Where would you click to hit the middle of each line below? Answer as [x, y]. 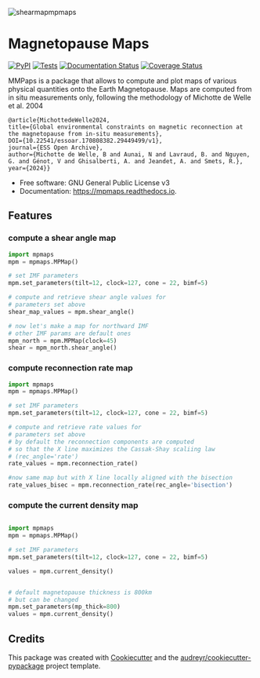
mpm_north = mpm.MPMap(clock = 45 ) [63, 341]
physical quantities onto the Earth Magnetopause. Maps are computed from [130, 89]
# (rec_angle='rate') [43, 456]
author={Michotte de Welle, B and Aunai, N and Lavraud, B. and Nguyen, [129, 154]
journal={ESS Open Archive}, [56, 148]
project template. [73, 666]
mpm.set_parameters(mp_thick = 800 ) [65, 607]
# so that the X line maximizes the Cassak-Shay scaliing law [112, 449]
